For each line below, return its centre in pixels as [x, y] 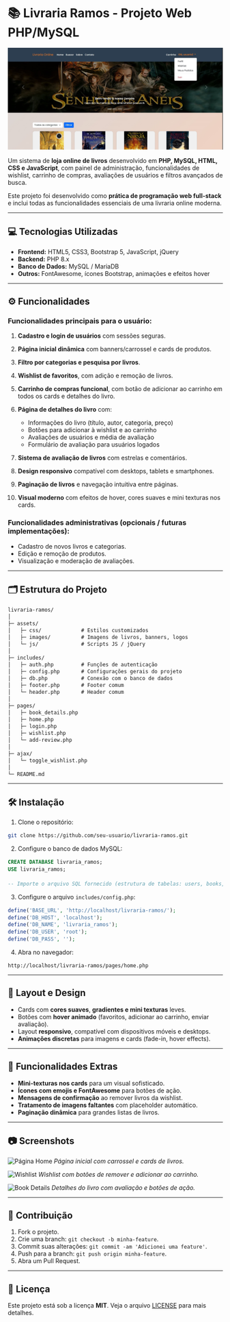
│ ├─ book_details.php [43, 712]
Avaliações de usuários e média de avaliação [91, 437]
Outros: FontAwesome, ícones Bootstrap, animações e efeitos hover [114, 273]
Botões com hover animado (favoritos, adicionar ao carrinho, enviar [113, 1017]
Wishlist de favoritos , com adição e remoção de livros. [95, 376]
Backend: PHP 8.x [43, 259]
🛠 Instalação [36, 802]
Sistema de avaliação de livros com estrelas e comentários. [102, 458]
